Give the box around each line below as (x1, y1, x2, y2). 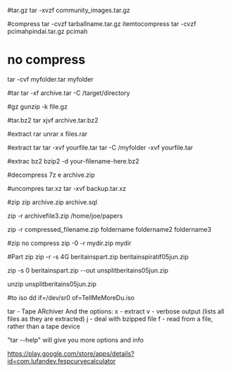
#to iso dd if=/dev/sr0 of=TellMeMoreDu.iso (7, 293, 135, 302)
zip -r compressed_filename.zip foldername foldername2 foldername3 (7, 225, 212, 233)
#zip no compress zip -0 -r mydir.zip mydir (7, 239, 132, 247)
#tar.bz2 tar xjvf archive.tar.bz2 (7, 116, 99, 124)
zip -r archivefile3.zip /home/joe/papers (7, 211, 123, 220)
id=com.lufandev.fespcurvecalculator (7, 356, 116, 365)
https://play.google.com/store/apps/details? (7, 349, 135, 358)
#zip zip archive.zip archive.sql (7, 197, 97, 206)
